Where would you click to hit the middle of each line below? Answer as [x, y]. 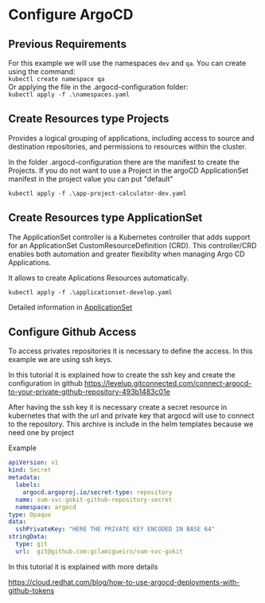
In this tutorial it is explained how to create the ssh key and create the [122, 375]
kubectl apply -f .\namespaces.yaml [69, 95]
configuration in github [46, 383]
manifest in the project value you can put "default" [91, 179]
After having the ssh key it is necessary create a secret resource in [118, 407]
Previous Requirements [68, 44]
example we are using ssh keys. [60, 360]
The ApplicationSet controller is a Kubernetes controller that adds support [129, 237]
